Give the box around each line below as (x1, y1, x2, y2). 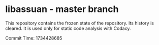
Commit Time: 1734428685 (5, 35, 62, 41)
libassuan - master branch (5, 3, 119, 15)
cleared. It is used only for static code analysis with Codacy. (5, 25, 131, 31)
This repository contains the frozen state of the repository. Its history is (5, 20, 154, 26)
